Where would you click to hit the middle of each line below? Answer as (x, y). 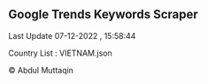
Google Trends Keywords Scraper (103, 15)
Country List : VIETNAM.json (60, 53)
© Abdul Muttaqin (41, 70)
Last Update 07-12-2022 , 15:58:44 (72, 35)
